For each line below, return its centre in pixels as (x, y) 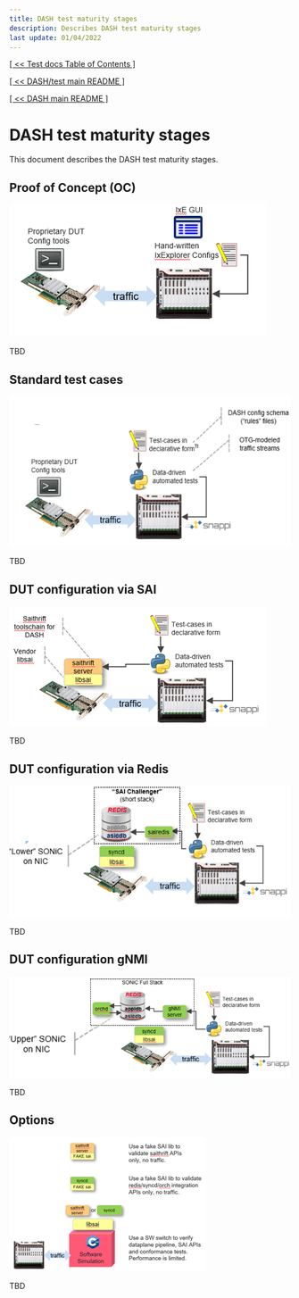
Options (32, 1120)
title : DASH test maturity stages (74, 19)
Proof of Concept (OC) (73, 187)
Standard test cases (66, 379)
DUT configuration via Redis (89, 769)
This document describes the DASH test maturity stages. (114, 160)
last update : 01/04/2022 (55, 37)
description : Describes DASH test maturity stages (105, 28)
